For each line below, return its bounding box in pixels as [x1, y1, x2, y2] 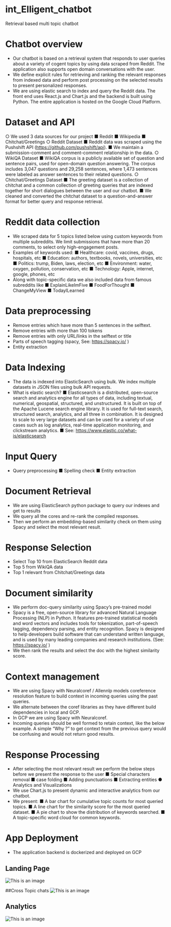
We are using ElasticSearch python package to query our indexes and [12, 502, 160, 508]
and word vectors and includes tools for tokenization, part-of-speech [12, 620, 158, 627]
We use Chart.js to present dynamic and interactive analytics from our [12, 787, 160, 794]
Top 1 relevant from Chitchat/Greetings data [12, 569, 105, 575]
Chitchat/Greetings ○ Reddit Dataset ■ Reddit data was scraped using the [5, 139, 162, 145]
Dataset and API [5, 116, 75, 128]
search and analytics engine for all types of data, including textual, [12, 394, 153, 401]
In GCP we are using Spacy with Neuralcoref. [12, 715, 108, 721]
